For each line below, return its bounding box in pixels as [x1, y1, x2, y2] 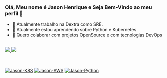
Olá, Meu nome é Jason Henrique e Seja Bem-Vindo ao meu [5, 4, 152, 11]
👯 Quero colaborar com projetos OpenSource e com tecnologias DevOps [12, 32, 162, 38]
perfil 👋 [5, 10, 23, 17]
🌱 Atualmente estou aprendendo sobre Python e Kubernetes [12, 27, 137, 33]
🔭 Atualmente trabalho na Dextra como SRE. [12, 21, 103, 27]
